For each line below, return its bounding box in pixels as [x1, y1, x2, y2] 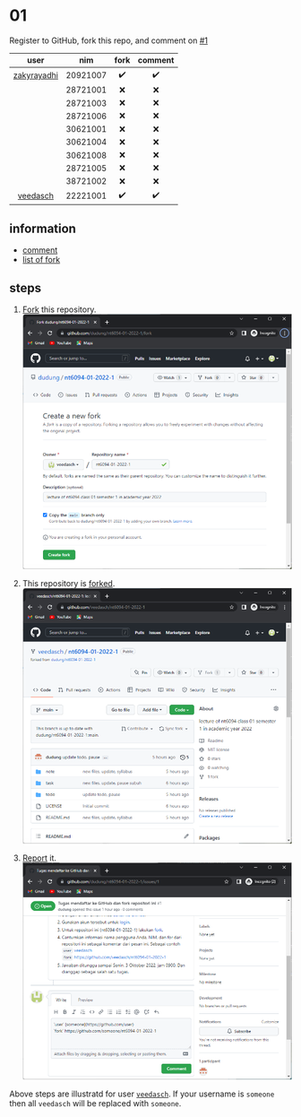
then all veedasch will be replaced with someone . [9, 1098, 182, 1109]
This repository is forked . [21, 578, 116, 589]
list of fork [21, 255, 61, 265]
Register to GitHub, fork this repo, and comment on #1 [9, 35, 209, 46]
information [9, 221, 76, 236]
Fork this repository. [21, 304, 97, 315]
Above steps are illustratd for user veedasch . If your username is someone [9, 1088, 275, 1099]
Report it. [21, 853, 56, 863]
